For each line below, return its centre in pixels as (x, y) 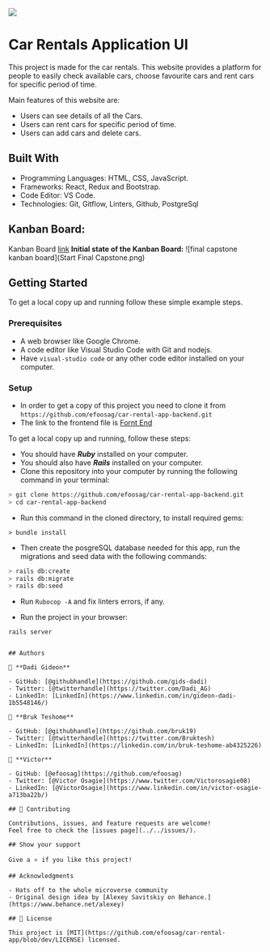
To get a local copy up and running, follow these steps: (100, 438)
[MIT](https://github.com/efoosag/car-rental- (146, 933)
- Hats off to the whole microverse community (88, 890)
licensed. (104, 940)
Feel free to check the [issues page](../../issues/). (103, 830)
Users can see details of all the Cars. (81, 115)
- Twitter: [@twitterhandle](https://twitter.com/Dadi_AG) (110, 689)
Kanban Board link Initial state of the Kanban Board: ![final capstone (123, 249)
